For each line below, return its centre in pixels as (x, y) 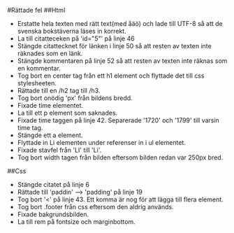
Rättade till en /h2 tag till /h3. (59, 91)
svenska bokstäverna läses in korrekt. (72, 31)
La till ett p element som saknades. (67, 113)
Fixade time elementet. (50, 105)
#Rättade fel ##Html (36, 10)
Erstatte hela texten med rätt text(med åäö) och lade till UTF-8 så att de (120, 23)
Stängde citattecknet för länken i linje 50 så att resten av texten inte (114, 46)
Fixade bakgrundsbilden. (53, 214)
